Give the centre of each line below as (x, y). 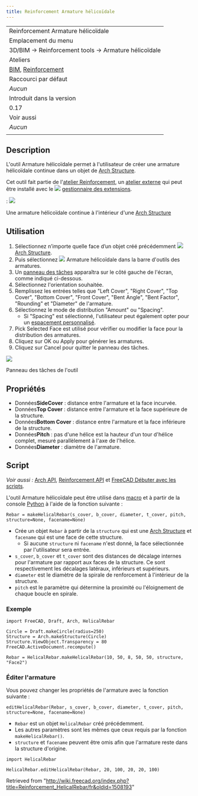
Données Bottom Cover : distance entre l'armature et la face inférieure (100, 422)
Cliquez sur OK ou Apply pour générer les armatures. (79, 341)
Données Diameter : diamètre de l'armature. (68, 447)
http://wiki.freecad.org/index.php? (87, 781)
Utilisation (25, 231)
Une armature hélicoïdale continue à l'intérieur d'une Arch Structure (89, 213)
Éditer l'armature (31, 678)
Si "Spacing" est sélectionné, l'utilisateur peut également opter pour (106, 316)
